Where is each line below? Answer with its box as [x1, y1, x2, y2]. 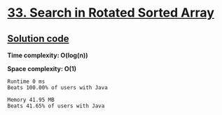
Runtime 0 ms [7, 78, 46, 85]
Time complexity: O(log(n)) [7, 51, 88, 59]
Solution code [7, 33, 69, 45]
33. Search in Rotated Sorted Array [7, 5, 215, 21]
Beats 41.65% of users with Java [7, 102, 105, 109]
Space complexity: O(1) [7, 65, 77, 72]
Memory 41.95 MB [7, 96, 55, 103]
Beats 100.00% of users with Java [7, 84, 109, 91]
